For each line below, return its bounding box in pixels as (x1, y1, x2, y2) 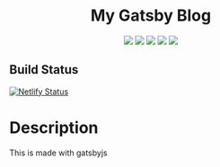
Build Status (9, 62, 79, 77)
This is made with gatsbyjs (9, 147, 108, 158)
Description (9, 118, 99, 137)
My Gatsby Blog (90, 5, 212, 26)
